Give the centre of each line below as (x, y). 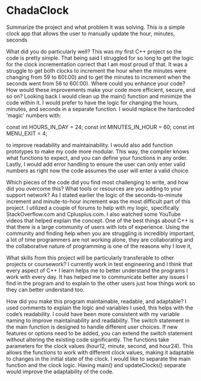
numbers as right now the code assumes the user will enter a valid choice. (98, 170)
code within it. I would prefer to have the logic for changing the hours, (92, 102)
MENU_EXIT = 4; (27, 133)
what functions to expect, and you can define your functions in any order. (97, 157)
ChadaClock (37, 11)
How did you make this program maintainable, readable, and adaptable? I (97, 301)
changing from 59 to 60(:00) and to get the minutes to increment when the (98, 77)
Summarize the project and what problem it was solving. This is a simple (95, 27)
